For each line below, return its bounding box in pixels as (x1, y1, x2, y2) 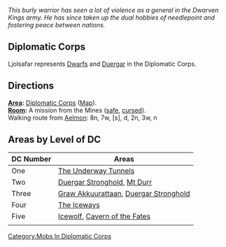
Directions (8, 80, 55, 92)
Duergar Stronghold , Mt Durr (57, 178, 153, 188)
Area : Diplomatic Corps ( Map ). (8, 98, 97, 107)
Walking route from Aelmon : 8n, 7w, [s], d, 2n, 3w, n (8, 113, 157, 122)
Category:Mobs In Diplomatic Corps (8, 232, 111, 241)
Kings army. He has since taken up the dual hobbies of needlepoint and (8, 13, 216, 22)
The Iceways (57, 200, 100, 210)
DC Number (11, 154, 52, 164)
